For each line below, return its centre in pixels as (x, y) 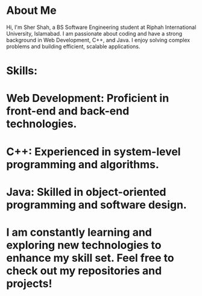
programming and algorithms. (83, 164)
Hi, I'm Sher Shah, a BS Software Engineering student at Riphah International (101, 27)
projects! (29, 283)
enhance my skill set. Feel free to (90, 258)
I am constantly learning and (79, 232)
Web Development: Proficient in (88, 99)
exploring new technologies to (84, 245)
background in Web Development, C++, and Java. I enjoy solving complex (98, 40)
